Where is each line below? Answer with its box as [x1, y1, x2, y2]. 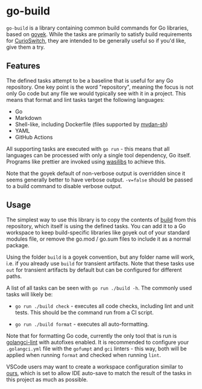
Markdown [14, 114, 42, 121]
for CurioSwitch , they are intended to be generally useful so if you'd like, [6, 37, 186, 44]
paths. [6, 273, 22, 280]
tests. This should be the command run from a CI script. [14, 309, 154, 316]
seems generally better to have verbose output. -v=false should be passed [6, 176, 193, 183]
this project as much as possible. [6, 376, 89, 383]
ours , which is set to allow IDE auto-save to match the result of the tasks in [6, 369, 192, 376]
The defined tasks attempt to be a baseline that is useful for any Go [6, 77, 174, 84]
